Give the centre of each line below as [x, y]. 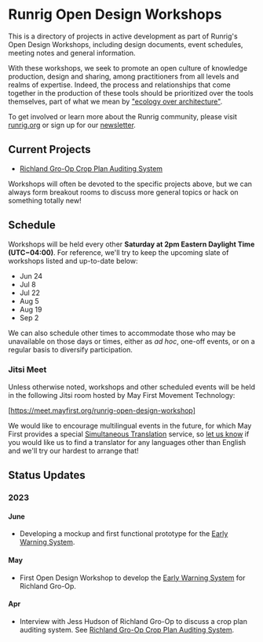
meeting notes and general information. [72, 53]
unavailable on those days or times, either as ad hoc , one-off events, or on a [131, 341]
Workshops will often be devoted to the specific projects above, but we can [130, 184]
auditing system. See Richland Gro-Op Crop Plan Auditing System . [127, 629]
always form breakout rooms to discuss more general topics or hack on [123, 192]
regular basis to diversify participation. [71, 349]
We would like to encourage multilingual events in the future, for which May [130, 425]
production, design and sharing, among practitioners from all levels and [124, 76]
